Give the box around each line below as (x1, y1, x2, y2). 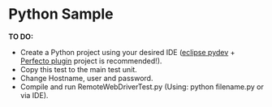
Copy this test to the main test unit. (19, 64, 138, 74)
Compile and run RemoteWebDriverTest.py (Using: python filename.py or (19, 82, 264, 92)
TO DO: (8, 32, 34, 41)
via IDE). (19, 90, 49, 100)
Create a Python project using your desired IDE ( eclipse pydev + (19, 47, 235, 57)
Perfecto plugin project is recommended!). (19, 56, 162, 66)
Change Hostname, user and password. (19, 73, 153, 83)
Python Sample (8, 5, 114, 24)
